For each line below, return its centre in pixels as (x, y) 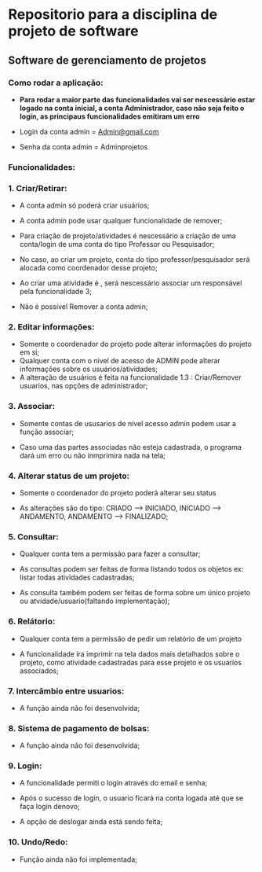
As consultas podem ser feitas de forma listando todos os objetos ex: (131, 569)
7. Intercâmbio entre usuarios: (66, 691)
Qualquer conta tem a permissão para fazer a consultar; (110, 554)
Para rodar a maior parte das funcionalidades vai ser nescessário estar (137, 99)
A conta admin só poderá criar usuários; (84, 205)
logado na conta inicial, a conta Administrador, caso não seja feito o (132, 108)
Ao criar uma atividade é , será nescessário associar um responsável (131, 283)
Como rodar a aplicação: (56, 83)
